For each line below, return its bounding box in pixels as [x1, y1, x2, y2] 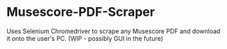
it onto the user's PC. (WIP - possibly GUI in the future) [6, 34, 164, 42]
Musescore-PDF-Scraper [6, 4, 155, 20]
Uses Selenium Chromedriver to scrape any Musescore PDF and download [6, 27, 221, 35]
